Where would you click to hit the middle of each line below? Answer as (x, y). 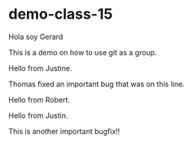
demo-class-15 (61, 14)
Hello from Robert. (39, 99)
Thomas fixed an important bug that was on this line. (96, 84)
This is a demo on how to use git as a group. (83, 52)
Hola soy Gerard (36, 37)
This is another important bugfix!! (64, 131)
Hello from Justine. (40, 68)
